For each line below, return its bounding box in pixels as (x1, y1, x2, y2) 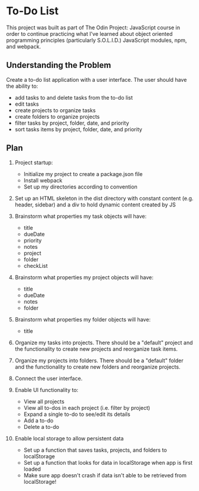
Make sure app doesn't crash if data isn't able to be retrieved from (23, 471, 186, 478)
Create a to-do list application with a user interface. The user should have (6, 76, 187, 83)
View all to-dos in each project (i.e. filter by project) (23, 404, 151, 411)
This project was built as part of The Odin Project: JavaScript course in (6, 24, 181, 31)
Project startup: (14, 159, 54, 166)
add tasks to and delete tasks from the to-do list (14, 94, 133, 101)
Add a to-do (23, 416, 54, 424)
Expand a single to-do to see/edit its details (23, 410, 130, 418)
